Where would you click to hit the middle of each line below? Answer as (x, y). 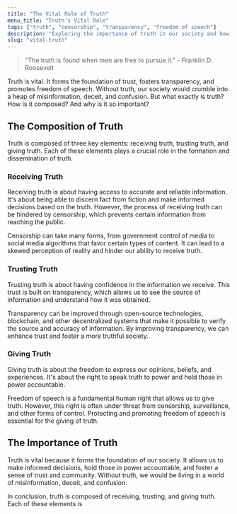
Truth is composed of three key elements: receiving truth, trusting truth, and (118, 143)
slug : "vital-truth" (38, 40)
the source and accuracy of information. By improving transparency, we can (118, 328)
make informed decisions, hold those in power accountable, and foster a (113, 467)
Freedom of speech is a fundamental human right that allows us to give (111, 398)
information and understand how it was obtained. (79, 299)
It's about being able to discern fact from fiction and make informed (106, 199)
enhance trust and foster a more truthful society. (78, 336)
